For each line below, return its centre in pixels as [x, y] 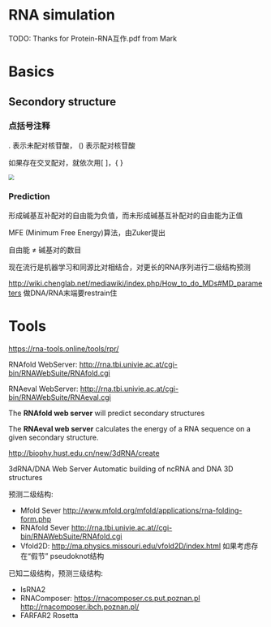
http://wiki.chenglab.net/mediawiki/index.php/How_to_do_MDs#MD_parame [135, 283]
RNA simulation [62, 15]
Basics [32, 72]
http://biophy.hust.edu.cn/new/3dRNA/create [84, 453]
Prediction [29, 196]
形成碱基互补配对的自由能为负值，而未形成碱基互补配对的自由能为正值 [126, 215]
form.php [36, 519]
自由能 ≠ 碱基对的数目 [45, 250]
